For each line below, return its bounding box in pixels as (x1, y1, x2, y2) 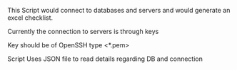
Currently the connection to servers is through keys (7, 28, 159, 35)
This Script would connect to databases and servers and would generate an (7, 6, 231, 14)
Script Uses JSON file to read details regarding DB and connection (7, 54, 203, 63)
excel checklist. (7, 13, 54, 22)
